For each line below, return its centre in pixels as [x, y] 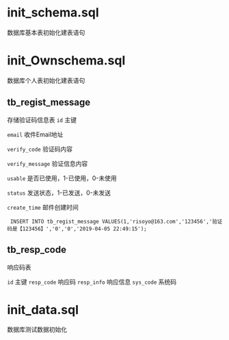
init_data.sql [43, 309]
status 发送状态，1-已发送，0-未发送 [59, 193]
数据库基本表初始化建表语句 [46, 32]
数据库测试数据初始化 [37, 330]
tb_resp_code [37, 250]
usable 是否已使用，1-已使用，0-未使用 [62, 178]
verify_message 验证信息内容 [48, 163]
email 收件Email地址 [35, 134]
